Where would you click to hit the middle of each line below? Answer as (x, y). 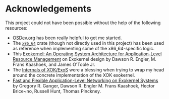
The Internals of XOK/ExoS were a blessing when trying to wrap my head (88, 70)
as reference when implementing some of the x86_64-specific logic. (83, 48)
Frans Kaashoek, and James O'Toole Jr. (54, 64)
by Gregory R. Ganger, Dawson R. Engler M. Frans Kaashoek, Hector (83, 85)
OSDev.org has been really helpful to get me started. (67, 38)
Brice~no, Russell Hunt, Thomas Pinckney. (57, 91)
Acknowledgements (48, 9)
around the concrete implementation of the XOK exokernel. (74, 75)
